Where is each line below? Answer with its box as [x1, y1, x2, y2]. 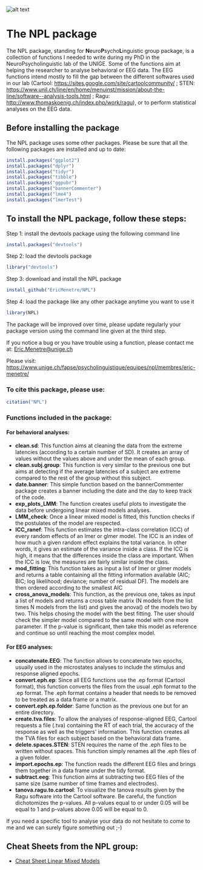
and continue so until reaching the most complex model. [15, 629, 156, 637]
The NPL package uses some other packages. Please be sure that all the [6, 139, 188, 146]
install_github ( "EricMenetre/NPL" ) [6, 287, 96, 293]
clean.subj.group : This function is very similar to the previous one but [15, 461, 191, 469]
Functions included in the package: [6, 413, 112, 422]
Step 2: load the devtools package [6, 252, 92, 260]
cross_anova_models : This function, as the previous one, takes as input [15, 590, 196, 598]
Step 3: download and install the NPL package [6, 275, 122, 283]
